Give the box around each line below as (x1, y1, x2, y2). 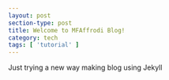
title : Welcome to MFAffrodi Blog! (8, 26, 126, 34)
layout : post (8, 11, 51, 20)
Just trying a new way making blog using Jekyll (8, 63, 163, 72)
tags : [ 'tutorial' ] (8, 41, 80, 49)
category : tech (8, 33, 58, 42)
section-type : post (8, 19, 73, 27)
